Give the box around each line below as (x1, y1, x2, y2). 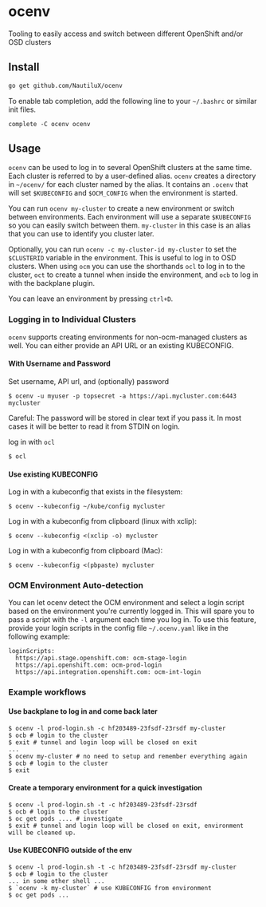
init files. (8, 105, 37, 114)
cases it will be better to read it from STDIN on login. (8, 422, 181, 431)
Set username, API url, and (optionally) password (8, 376, 170, 386)
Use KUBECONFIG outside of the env (8, 846, 133, 855)
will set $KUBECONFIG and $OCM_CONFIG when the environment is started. (8, 188, 238, 198)
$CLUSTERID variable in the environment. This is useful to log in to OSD (8, 253, 237, 263)
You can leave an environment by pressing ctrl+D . (8, 294, 174, 303)
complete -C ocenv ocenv (8, 120, 91, 128)
